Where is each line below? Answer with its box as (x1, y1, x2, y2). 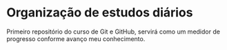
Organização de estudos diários (6, 5, 193, 21)
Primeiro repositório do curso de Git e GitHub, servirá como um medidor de (6, 27, 220, 36)
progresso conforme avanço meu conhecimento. (6, 34, 146, 42)
